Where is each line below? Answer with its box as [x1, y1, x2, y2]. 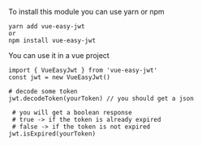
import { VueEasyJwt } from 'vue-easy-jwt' [8, 66, 158, 74]
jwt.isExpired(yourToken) [8, 130, 96, 138]
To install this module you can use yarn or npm [8, 7, 165, 16]
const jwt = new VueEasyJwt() [8, 73, 111, 81]
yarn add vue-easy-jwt [8, 23, 85, 31]
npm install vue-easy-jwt [8, 36, 96, 44]
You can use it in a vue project [8, 51, 110, 60]
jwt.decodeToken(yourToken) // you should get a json [8, 94, 195, 102]
